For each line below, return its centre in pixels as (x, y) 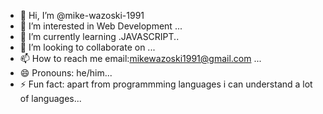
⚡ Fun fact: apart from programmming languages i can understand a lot (166, 84)
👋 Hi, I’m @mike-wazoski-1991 (82, 15)
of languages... (50, 98)
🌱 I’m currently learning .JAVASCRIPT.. (99, 36)
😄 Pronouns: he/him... (66, 73)
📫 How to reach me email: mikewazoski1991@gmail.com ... (140, 58)
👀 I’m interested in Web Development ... (101, 26)
